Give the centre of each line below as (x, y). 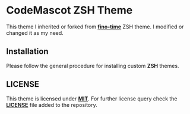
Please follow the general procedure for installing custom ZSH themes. (93, 66)
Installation (27, 52)
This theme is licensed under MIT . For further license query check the (92, 99)
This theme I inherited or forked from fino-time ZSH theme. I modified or (95, 27)
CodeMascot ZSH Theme (69, 10)
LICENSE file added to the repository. (52, 105)
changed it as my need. (35, 32)
